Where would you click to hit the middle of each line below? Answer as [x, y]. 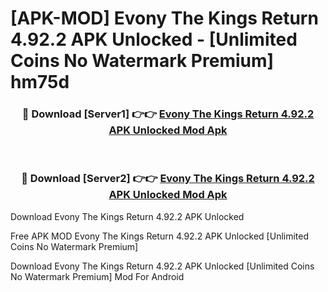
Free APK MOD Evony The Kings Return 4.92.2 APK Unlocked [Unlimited [160, 236]
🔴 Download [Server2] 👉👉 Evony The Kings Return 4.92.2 [168, 179]
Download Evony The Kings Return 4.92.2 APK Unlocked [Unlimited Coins [162, 266]
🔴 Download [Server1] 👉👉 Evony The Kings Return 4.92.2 [168, 114]
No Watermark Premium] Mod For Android [97, 276]
